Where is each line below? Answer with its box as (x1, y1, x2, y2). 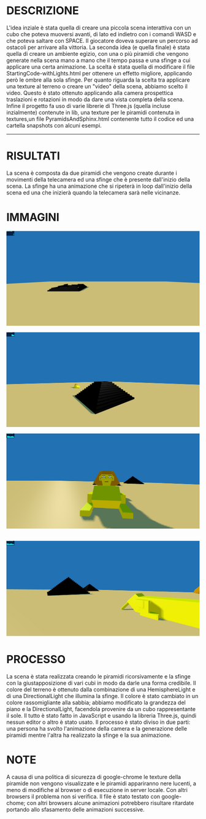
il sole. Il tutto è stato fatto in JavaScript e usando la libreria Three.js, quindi (6, 712, 197, 719)
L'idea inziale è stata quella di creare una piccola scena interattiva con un (6, 24, 191, 31)
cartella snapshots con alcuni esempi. (6, 121, 102, 129)
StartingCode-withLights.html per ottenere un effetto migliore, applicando (6, 69, 193, 77)
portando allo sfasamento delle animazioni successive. (6, 806, 145, 813)
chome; (6, 799, 26, 807)
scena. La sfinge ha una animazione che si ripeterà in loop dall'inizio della (6, 182, 193, 190)
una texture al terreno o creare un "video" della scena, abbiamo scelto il (6, 82, 188, 90)
